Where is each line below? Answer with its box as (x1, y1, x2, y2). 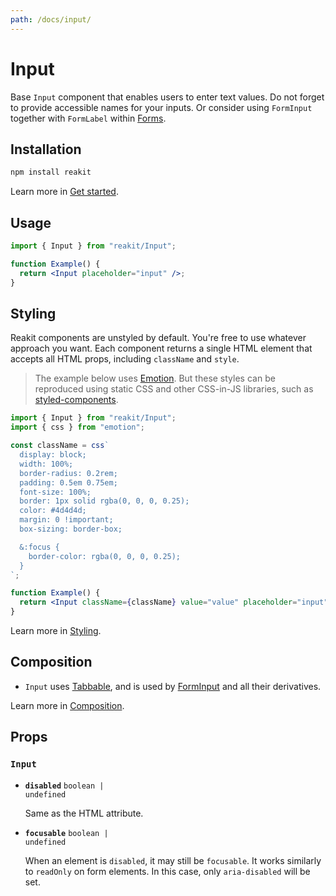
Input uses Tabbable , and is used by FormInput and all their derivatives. (24, 680, 322, 692)
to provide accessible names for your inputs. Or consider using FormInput (10, 101, 313, 113)
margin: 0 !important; (19, 515, 114, 525)
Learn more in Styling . (10, 625, 102, 636)
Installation (10, 141, 82, 158)
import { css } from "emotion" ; (10, 422, 145, 433)
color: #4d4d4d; (19, 506, 87, 516)
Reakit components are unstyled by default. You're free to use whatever (10, 332, 307, 344)
